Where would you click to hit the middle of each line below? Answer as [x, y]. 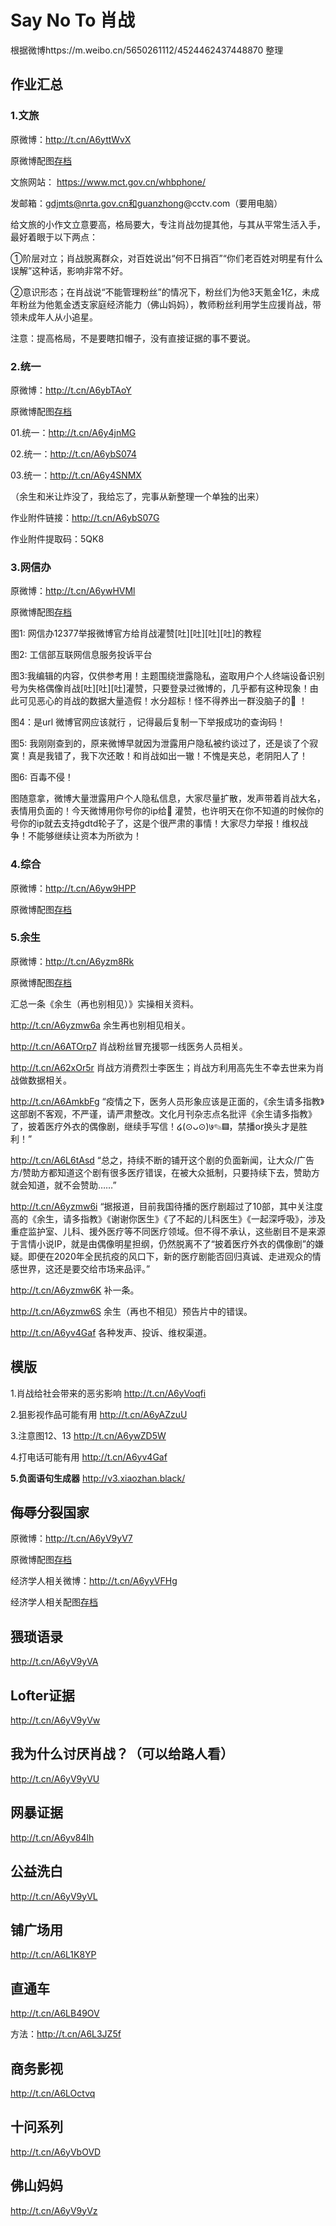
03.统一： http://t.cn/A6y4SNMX [76, 475]
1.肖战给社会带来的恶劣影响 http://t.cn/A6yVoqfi [108, 1393]
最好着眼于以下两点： [54, 237]
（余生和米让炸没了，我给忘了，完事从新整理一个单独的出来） [137, 496]
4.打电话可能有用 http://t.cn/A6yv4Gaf [89, 1457]
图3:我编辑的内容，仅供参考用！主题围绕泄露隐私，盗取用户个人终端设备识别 [167, 676]
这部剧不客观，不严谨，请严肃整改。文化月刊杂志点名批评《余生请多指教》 [163, 1113]
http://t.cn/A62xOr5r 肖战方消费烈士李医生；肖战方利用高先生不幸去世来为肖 [167, 1067]
